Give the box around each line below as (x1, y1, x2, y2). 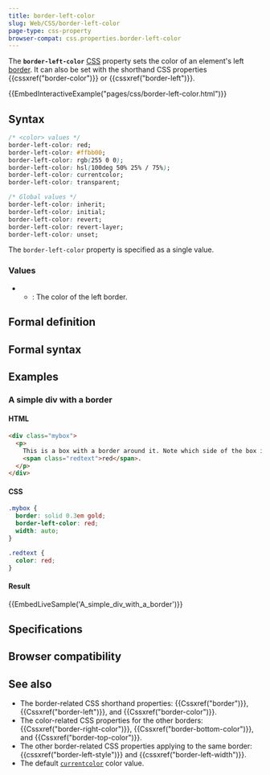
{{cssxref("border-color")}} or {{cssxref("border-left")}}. (8, 73, 195, 83)
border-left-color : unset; (8, 230, 99, 238)
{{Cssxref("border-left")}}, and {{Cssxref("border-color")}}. (19, 707, 217, 717)
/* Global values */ (8, 193, 78, 201)
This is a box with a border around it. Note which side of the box (22, 447, 257, 455)
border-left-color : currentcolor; (8, 171, 125, 179)
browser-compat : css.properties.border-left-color (8, 34, 182, 43)
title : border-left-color (8, 11, 95, 20)
